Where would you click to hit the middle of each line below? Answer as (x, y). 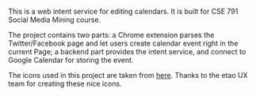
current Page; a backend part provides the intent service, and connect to (127, 52)
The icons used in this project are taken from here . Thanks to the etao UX (128, 75)
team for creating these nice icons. (65, 83)
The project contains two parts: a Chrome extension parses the (111, 35)
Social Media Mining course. (55, 20)
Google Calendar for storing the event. (71, 60)
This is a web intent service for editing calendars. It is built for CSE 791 (123, 11)
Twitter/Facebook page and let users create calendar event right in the (123, 43)
